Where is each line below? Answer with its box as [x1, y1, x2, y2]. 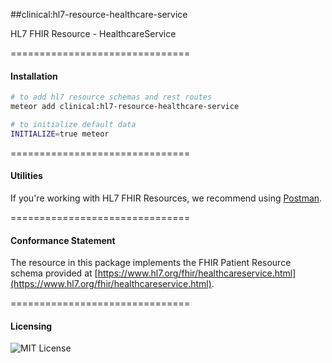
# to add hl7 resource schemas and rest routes [10, 92, 213, 103]
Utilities [10, 170, 43, 182]
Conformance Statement [10, 234, 116, 246]
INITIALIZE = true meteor [10, 129, 110, 139]
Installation [10, 70, 58, 82]
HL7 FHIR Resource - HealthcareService [10, 28, 177, 39]
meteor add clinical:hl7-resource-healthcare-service [10, 102, 240, 112]
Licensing [10, 320, 53, 332]
